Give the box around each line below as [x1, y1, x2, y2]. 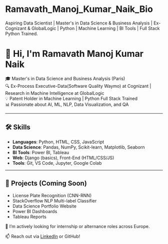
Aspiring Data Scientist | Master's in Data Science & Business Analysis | [5, 20, 152, 26]
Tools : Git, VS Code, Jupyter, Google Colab [12, 160, 102, 166]
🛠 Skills [5, 123, 31, 132]
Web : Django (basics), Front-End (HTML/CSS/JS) [12, 155, 114, 161]
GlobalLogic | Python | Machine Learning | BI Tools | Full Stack [31, 25, 160, 31]
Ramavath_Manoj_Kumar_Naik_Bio [5, 3, 153, 15]
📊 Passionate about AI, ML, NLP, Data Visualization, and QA [5, 101, 129, 107]
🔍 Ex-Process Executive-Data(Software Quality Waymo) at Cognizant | [5, 83, 151, 89]
